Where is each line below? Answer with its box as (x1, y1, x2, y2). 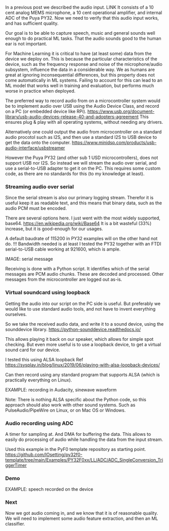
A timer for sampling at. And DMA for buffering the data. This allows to (5, 431, 151, 437)
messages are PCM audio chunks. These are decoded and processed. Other (5, 271, 164, 277)
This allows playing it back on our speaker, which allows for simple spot (5, 336, 154, 342)
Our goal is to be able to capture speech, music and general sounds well (5, 30, 155, 36)
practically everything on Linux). (5, 377, 72, 383)
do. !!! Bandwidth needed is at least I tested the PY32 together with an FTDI (5, 241, 161, 247)
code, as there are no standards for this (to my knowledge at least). (5, 171, 145, 177)
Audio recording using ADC (5, 420, 74, 427)
